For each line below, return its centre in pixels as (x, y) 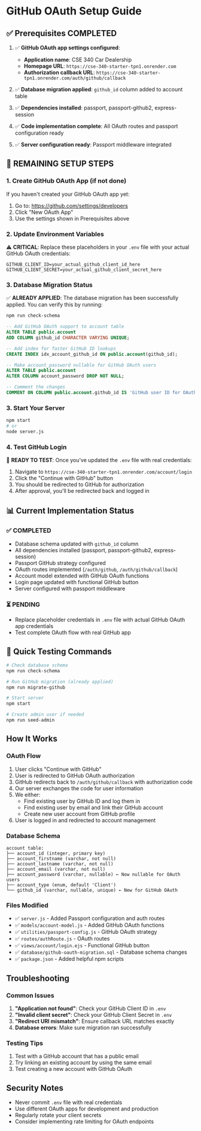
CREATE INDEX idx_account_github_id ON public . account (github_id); (92, 354)
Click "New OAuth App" (44, 212)
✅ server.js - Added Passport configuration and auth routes (90, 918)
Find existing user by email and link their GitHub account (93, 807)
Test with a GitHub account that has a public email (77, 1056)
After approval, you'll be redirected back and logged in (82, 491)
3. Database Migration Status (49, 285)
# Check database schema (37, 665)
